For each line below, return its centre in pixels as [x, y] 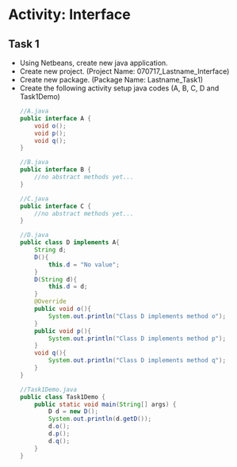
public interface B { [55, 170]
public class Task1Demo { [62, 397]
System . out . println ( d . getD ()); [100, 419]
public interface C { [55, 206]
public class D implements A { [70, 243]
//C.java [34, 199]
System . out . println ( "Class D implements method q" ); [138, 361]
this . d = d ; [68, 287]
